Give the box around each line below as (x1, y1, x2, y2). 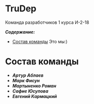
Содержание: (5, 29, 35, 35)
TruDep (5, 3, 37, 14)
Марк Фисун (12, 77, 40, 83)
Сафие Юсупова (12, 88, 48, 94)
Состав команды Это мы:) (12, 38, 68, 45)
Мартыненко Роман (12, 83, 56, 89)
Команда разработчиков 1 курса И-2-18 (5, 19, 90, 25)
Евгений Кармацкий (12, 93, 57, 99)
